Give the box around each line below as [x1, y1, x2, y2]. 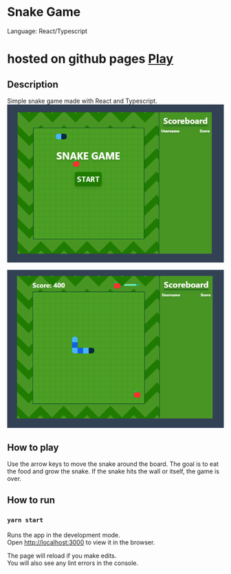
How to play [7, 442, 59, 453]
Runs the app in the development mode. [7, 531, 120, 539]
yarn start [7, 516, 43, 524]
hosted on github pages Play [7, 51, 174, 67]
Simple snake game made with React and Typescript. [7, 96, 158, 105]
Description [7, 79, 58, 90]
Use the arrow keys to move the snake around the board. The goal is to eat [7, 460, 219, 468]
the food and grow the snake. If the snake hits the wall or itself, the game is [7, 467, 220, 475]
